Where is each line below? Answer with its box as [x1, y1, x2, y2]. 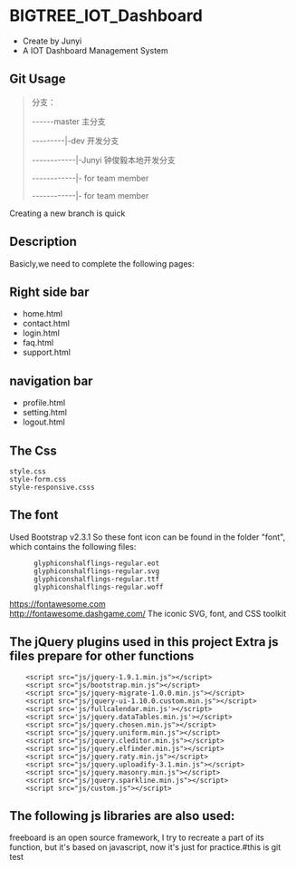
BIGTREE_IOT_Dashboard [9, 5, 204, 26]
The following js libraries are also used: [9, 808, 235, 824]
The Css [9, 443, 57, 458]
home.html [22, 308, 63, 319]
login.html [22, 327, 61, 338]
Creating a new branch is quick [9, 208, 126, 219]
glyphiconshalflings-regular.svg [33, 566, 160, 576]
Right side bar [9, 284, 90, 299]
